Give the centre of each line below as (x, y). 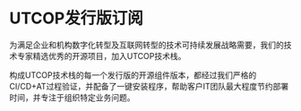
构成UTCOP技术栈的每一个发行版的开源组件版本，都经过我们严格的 (133, 75)
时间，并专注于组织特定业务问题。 (72, 97)
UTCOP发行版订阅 (76, 18)
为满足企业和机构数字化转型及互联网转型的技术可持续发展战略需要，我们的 (146, 45)
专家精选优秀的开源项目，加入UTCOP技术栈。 (101, 55)
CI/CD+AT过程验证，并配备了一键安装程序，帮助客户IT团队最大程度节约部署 (149, 86)
